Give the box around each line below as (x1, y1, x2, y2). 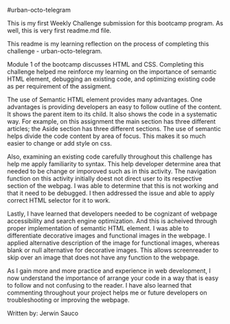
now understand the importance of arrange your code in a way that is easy (7, 274, 219, 282)
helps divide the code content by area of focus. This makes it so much (7, 132, 206, 140)
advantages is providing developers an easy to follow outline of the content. (7, 103, 222, 111)
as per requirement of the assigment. (7, 82, 112, 90)
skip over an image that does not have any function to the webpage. (7, 253, 200, 262)
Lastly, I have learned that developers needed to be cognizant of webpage (7, 209, 218, 218)
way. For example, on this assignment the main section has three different (7, 117, 216, 126)
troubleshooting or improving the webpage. (7, 296, 130, 304)
